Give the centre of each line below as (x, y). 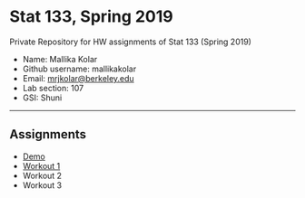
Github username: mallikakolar (79, 69)
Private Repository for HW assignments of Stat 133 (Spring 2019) (131, 42)
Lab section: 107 (53, 88)
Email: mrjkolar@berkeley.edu (78, 78)
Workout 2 (42, 175)
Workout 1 (41, 165)
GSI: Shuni (42, 98)
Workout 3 (42, 185)
